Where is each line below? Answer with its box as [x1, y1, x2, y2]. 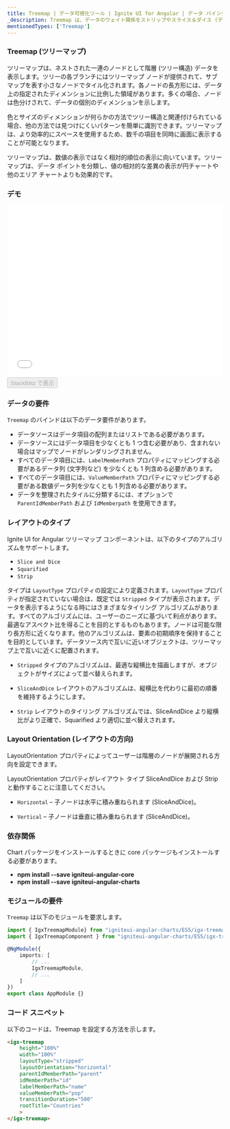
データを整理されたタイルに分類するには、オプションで [16, 491, 173, 499]
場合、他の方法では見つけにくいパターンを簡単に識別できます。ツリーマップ [7, 121, 222, 129]
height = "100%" [19, 1045, 60, 1052]
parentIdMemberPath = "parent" [19, 1070, 103, 1077]
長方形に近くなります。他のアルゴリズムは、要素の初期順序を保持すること [12, 629, 222, 637]
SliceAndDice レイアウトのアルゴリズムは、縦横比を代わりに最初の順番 [16, 684, 218, 692]
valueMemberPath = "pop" [19, 1090, 84, 1097]
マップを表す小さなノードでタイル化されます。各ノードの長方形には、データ [7, 80, 222, 89]
